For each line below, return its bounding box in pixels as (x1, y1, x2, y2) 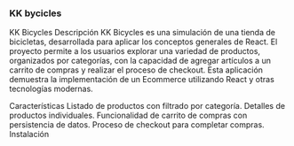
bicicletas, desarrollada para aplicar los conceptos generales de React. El (9, 36, 278, 47)
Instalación (9, 129, 50, 140)
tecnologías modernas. (9, 83, 93, 95)
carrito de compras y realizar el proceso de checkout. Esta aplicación (9, 65, 264, 75)
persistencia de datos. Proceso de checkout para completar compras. (9, 119, 265, 130)
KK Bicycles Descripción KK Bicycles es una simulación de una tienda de (9, 27, 275, 38)
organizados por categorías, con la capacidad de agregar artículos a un (9, 56, 271, 66)
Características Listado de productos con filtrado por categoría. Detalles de (9, 101, 286, 111)
